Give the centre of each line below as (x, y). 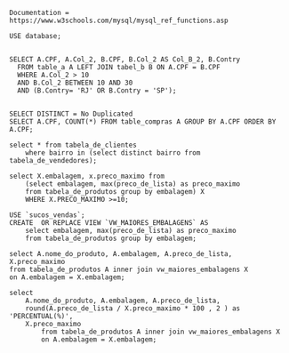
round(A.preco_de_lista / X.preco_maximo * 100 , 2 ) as (133, 309)
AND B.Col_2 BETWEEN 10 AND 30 (75, 83)
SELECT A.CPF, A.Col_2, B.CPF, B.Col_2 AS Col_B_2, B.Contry (125, 60)
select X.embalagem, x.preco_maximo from (87, 176)
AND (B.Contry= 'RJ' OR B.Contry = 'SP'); (97, 91)
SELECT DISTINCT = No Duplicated (71, 114)
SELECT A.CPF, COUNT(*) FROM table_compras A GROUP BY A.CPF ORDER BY (143, 122)
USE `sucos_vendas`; (48, 215)
